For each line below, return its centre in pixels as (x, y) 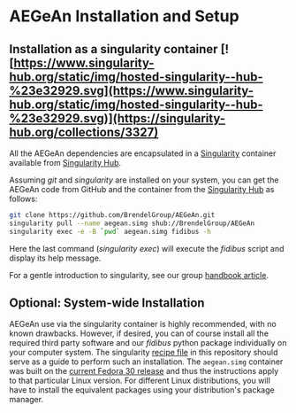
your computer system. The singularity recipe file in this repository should (144, 353)
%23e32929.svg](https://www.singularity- (132, 90)
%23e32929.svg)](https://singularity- (118, 118)
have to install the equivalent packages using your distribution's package (142, 390)
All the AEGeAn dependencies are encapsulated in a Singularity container (143, 153)
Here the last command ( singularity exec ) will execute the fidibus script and (147, 248)
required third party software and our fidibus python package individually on (148, 343)
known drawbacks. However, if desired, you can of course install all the (139, 333)
